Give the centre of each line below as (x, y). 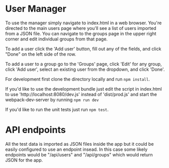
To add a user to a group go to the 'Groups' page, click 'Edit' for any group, (83, 64)
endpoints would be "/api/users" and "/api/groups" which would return (79, 154)
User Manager (36, 9)
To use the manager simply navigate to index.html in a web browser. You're (83, 23)
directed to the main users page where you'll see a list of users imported (81, 28)
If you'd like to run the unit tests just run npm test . (57, 109)
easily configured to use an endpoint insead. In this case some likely (76, 149)
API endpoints (35, 130)
